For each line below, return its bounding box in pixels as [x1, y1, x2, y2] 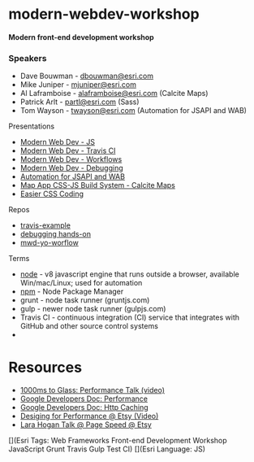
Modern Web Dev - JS [19, 137, 96, 147]
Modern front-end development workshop [8, 32, 154, 41]
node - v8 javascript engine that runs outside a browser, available [19, 269, 239, 279]
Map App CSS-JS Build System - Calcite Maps [19, 181, 176, 190]
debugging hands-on [19, 229, 92, 239]
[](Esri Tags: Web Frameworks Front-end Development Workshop [8, 436, 227, 446]
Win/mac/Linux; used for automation [19, 278, 143, 288]
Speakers [8, 52, 47, 63]
